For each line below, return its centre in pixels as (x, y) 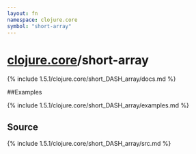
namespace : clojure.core (42, 20)
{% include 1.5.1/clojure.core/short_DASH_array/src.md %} (89, 144)
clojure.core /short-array (78, 60)
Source (23, 127)
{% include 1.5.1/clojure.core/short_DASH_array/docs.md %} (92, 79)
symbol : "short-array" (39, 26)
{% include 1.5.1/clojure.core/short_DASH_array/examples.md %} (98, 105)
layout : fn (23, 13)
